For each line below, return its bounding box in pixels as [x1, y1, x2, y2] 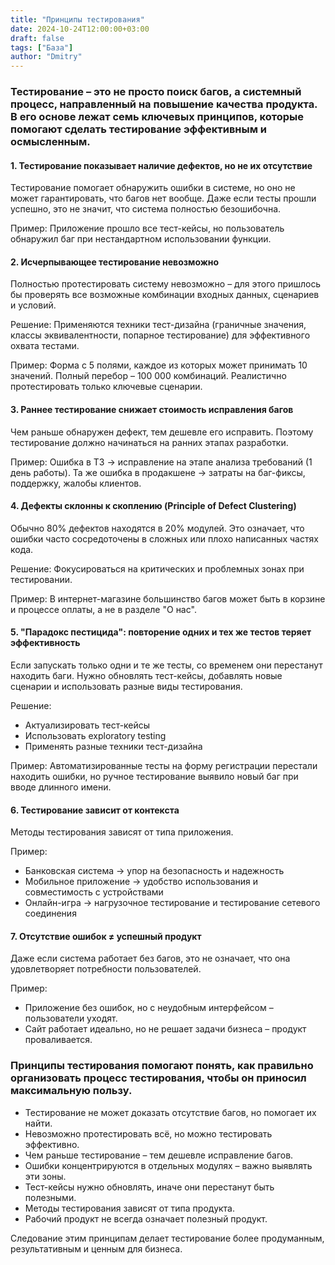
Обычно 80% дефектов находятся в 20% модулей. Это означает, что [10, 522, 305, 534]
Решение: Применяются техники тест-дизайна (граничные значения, [10, 319, 307, 331]
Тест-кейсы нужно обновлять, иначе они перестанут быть [24, 1181, 275, 1193]
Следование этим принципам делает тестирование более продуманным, [10, 1232, 325, 1244]
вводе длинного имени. [10, 781, 112, 793]
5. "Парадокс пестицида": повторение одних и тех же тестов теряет [10, 626, 312, 638]
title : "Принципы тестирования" [10, 14, 145, 25]
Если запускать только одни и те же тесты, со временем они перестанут [10, 659, 323, 671]
